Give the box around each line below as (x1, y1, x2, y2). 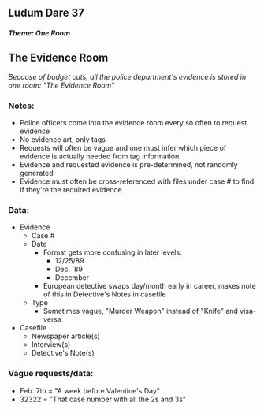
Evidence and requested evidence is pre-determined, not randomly (19, 160, 238, 170)
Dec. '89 (54, 264, 83, 274)
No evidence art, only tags (19, 135, 106, 144)
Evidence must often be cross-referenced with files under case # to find (19, 177, 255, 186)
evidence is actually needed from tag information (19, 151, 180, 161)
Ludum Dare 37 (8, 6, 85, 20)
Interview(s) (31, 340, 71, 349)
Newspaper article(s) (31, 331, 100, 341)
